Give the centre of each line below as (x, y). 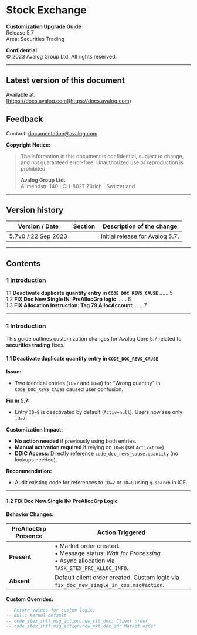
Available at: (21, 94)
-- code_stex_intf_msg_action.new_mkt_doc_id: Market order (81, 626)
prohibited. (33, 168)
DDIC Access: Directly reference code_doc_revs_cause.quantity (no (96, 453)
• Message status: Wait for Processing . (108, 553)
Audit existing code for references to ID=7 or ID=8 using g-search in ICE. (101, 482)
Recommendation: (29, 471)
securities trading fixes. (35, 345)
